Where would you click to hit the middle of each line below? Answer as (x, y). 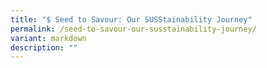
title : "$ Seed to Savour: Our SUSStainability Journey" (131, 19)
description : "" (44, 47)
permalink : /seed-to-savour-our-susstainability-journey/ (133, 29)
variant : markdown (48, 38)
